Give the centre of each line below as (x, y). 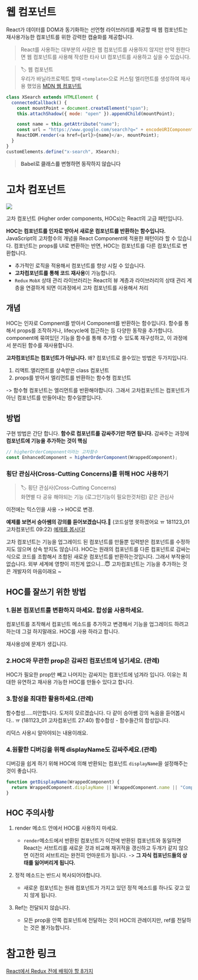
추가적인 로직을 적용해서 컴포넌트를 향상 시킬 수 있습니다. (80, 266)
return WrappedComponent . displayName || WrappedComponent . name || (95, 787)
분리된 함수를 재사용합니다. (43, 345)
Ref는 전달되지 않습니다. (42, 908)
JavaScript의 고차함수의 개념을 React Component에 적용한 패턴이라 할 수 (91, 238)
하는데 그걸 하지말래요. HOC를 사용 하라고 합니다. (63, 631)
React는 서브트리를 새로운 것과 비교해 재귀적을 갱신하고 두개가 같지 (100, 848)
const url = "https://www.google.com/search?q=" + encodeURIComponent (105, 130)
